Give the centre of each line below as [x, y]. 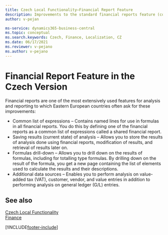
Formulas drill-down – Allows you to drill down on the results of [77, 152]
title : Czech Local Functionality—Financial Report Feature [69, 10]
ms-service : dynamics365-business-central [50, 28]
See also [19, 200]
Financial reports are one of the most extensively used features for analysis [83, 100]
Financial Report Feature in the [70, 76]
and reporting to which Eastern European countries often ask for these [78, 106]
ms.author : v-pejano [27, 51]
